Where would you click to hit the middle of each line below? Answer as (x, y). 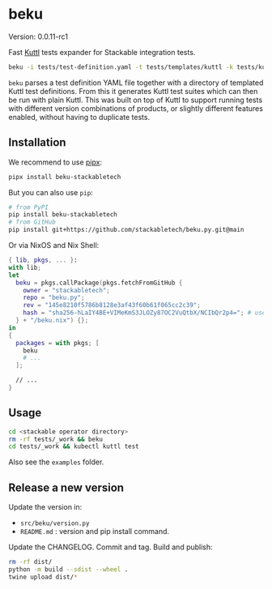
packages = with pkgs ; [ (57, 343)
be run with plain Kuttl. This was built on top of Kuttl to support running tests (136, 100)
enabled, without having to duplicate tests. (79, 117)
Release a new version (66, 487)
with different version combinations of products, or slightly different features (136, 108)
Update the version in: (45, 507)
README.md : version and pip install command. (95, 531)
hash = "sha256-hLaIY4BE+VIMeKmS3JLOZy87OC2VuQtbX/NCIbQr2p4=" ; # (137, 313)
